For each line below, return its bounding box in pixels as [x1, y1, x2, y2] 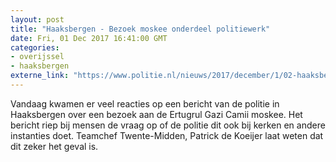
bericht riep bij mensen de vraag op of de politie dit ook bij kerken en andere [10, 119, 326, 131]
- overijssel [10, 52, 65, 62]
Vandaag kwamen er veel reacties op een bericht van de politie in [10, 97, 280, 110]
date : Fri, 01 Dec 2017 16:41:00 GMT [10, 33, 168, 43]
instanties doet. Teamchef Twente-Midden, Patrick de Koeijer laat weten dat [10, 129, 324, 141]
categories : [10, 42, 60, 53]
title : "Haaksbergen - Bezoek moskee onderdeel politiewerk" [10, 24, 271, 34]
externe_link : [10, 71, 70, 81]
